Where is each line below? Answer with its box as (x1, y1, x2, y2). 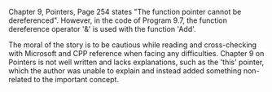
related (8, 75, 33, 84)
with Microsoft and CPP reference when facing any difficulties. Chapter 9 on (8, 49, 265, 58)
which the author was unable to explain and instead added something (8, 66, 242, 76)
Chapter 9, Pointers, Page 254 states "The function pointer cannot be (8, 7, 242, 16)
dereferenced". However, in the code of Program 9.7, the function (8, 15, 228, 25)
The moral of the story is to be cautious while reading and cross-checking (8, 40, 257, 50)
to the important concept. (33, 75, 120, 84)
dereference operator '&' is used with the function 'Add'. (8, 24, 197, 33)
